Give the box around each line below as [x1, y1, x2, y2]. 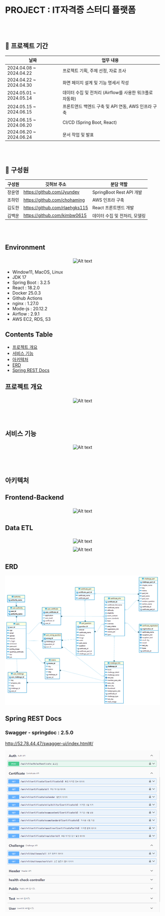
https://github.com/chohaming [23, 197, 85, 203]
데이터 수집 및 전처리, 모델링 [92, 212, 146, 218]
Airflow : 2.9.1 [12, 311, 40, 317]
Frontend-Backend [5, 493, 64, 502]
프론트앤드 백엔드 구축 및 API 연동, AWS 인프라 [62, 103, 152, 109]
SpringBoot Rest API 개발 [92, 189, 142, 195]
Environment [5, 243, 46, 252]
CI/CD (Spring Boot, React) [62, 119, 117, 125]
